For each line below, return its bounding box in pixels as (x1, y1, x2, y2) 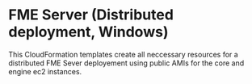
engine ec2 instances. (8, 66, 82, 76)
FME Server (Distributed (8, 6, 174, 24)
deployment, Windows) (8, 23, 169, 41)
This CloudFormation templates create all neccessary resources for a (8, 49, 238, 59)
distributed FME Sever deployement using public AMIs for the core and (8, 58, 245, 68)
